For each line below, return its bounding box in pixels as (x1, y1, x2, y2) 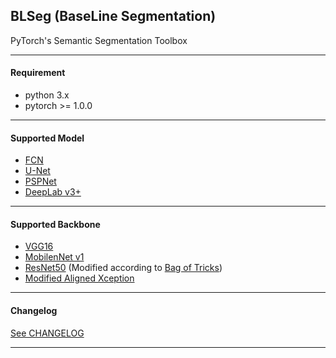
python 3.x (24, 89, 70, 101)
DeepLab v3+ (24, 186, 82, 198)
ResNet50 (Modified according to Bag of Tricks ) (24, 262, 223, 274)
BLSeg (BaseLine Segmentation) (10, 8, 217, 25)
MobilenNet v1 (24, 251, 85, 263)
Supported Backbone (10, 218, 101, 230)
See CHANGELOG (10, 327, 85, 339)
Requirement (10, 67, 66, 79)
